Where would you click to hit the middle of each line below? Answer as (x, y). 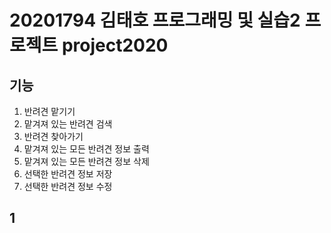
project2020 (115, 45)
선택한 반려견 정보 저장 (68, 174)
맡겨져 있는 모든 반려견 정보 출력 (86, 149)
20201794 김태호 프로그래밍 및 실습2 (155, 20)
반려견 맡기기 (49, 111)
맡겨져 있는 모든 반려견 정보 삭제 (86, 161)
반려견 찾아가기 (53, 136)
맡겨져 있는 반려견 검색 (68, 124)
